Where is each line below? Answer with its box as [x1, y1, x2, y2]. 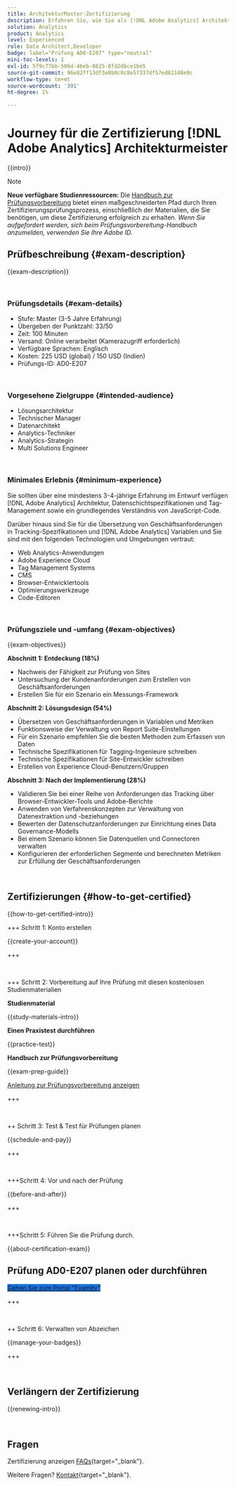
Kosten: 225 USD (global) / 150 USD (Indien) [17, 352, 146, 360]
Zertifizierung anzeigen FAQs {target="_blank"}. [7, 1457, 144, 1466]
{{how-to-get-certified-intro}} [7, 909, 93, 918]
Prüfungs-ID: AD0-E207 [17, 360, 87, 368]
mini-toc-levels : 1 [7, 56, 65, 63]
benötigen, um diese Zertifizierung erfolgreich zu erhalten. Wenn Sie [7, 213, 206, 222]
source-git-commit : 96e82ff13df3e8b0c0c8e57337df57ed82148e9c [7, 69, 193, 76]
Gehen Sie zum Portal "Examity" [7, 1283, 100, 1292]
